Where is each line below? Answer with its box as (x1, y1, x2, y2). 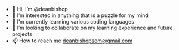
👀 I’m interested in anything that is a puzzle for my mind (11, 12, 149, 19)
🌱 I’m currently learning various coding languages (11, 18, 134, 25)
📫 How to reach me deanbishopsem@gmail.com (11, 37, 133, 44)
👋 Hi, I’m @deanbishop (11, 6, 69, 12)
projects (11, 31, 33, 38)
